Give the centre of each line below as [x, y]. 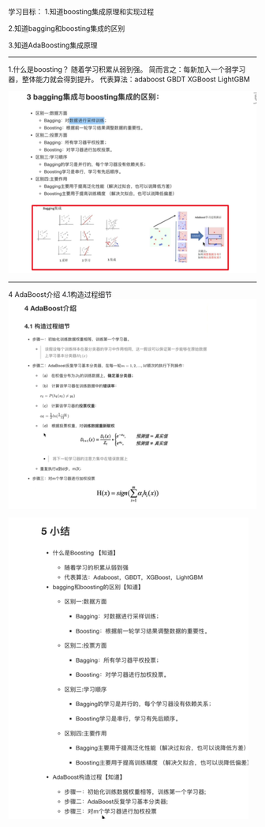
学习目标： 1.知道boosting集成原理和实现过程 [81, 11]
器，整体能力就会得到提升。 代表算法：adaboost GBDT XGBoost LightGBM [129, 79]
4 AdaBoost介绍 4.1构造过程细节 [60, 294]
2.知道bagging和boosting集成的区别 [67, 28]
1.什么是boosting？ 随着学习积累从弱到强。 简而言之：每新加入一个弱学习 [127, 69]
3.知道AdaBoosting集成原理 [53, 45]
